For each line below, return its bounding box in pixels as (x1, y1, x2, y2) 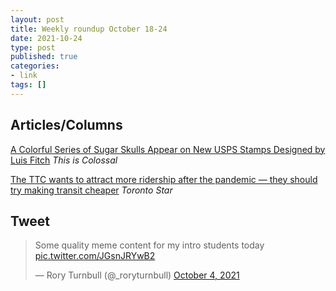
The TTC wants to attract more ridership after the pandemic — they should (10, 173, 318, 185)
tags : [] (10, 80, 47, 90)
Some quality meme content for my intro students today (34, 239, 265, 251)
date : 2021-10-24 (10, 33, 83, 43)
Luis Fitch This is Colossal (10, 154, 118, 166)
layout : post (10, 14, 65, 25)
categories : (10, 61, 60, 71)
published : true (10, 52, 78, 62)
